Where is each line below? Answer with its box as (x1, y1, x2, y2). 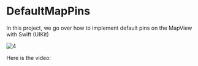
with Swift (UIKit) (6, 30, 49, 38)
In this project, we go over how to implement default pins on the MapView (6, 24, 192, 31)
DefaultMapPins (6, 4, 91, 18)
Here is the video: (6, 54, 51, 61)
